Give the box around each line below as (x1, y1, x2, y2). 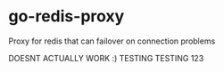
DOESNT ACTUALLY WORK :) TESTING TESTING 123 (8, 52, 204, 63)
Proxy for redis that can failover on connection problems (8, 36, 216, 46)
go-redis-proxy (8, 6, 125, 27)
